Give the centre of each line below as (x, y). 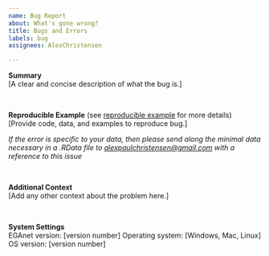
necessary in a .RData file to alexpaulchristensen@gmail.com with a (122, 148)
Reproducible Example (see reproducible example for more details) (120, 115)
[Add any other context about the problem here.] (89, 196)
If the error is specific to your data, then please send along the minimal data (134, 139)
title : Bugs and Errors (48, 30)
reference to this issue (45, 156)
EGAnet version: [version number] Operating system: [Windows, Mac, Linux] (134, 236)
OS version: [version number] (57, 244)
